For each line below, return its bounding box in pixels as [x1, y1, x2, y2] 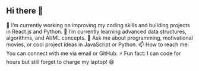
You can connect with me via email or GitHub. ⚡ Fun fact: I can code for [6, 50, 181, 57]
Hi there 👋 [6, 6, 43, 16]
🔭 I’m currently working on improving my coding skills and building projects [6, 21, 190, 28]
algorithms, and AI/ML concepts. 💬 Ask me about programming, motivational [6, 34, 193, 41]
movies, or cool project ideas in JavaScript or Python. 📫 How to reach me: [6, 41, 189, 48]
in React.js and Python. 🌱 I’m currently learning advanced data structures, [6, 28, 187, 35]
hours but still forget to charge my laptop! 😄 [6, 58, 115, 65]
